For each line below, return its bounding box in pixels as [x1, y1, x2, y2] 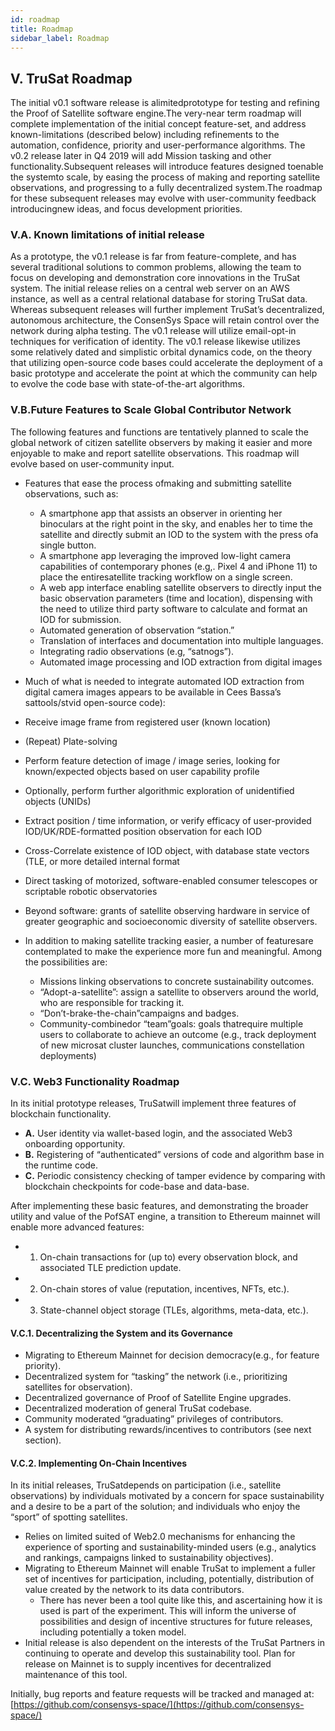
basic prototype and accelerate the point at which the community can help [10, 367, 318, 380]
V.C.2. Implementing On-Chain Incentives [10, 1457, 188, 1469]
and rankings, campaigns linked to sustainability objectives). [24, 1552, 274, 1564]
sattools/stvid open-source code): [24, 696, 166, 708]
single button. [39, 539, 97, 551]
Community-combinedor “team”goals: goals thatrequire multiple [39, 1017, 304, 1030]
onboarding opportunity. [24, 1138, 126, 1150]
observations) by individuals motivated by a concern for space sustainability [10, 1490, 325, 1502]
